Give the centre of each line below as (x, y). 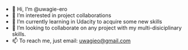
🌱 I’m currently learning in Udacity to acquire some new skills (87, 21)
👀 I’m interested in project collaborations (61, 15)
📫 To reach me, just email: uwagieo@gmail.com (71, 41)
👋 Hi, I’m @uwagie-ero (39, 9)
